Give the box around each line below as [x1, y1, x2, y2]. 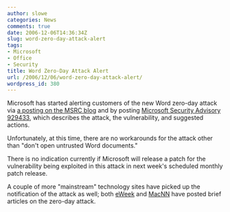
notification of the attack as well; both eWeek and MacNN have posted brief [7, 190, 222, 198]
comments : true [7, 23, 51, 30]
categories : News [7, 16, 57, 23]
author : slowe [7, 10, 48, 17]
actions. [7, 121, 30, 129]
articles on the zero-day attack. [7, 197, 96, 206]
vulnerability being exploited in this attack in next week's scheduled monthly [7, 162, 223, 170]
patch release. [7, 169, 48, 178]
